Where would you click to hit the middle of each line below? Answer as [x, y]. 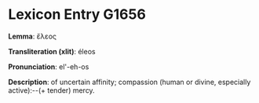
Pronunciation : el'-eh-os [49, 66]
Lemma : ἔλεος [33, 36]
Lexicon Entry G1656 [77, 15]
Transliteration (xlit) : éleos [52, 51]
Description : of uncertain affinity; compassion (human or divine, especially [129, 82]
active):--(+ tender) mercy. [52, 90]
